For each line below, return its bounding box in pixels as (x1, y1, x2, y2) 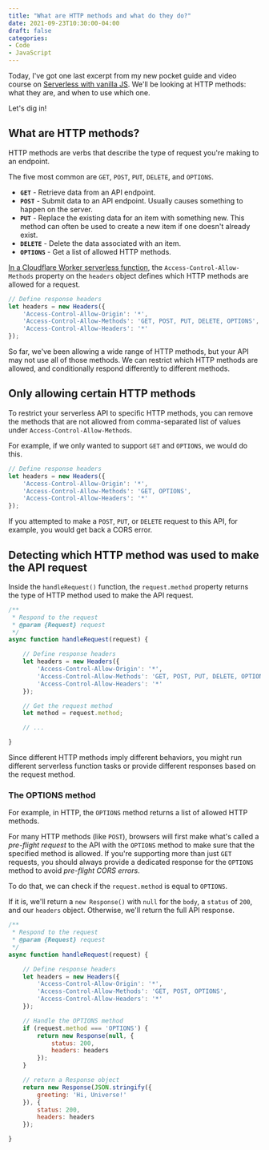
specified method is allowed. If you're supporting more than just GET (8, 849, 232, 858)
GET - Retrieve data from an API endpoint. (19, 187, 156, 197)
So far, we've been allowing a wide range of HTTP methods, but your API (8, 347, 250, 356)
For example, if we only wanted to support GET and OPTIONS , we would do (8, 440, 248, 450)
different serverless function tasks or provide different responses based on (8, 762, 256, 771)
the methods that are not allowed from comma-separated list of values (8, 416, 242, 426)
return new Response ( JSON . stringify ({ (22, 1083, 152, 1092)
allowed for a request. (8, 279, 81, 289)
